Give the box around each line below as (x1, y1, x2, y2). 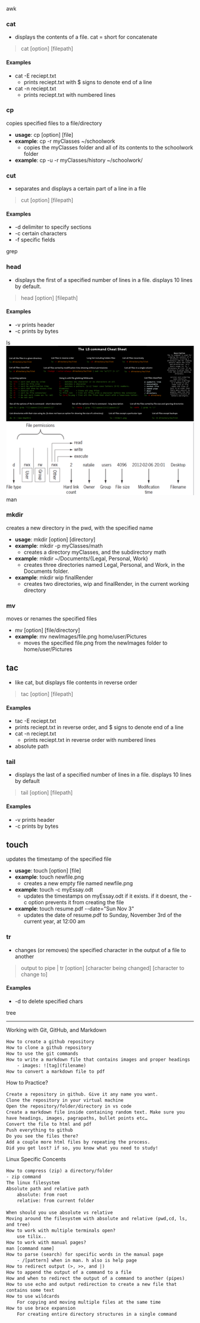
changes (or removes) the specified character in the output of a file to (14, 946, 186, 953)
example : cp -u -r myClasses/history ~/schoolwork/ (14, 156, 143, 164)
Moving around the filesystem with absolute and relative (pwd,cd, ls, (6, 1215, 187, 1221)
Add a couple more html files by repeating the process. (6, 1139, 151, 1145)
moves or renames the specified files (6, 615, 97, 622)
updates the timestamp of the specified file (6, 855, 112, 862)
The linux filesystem (6, 1180, 60, 1186)
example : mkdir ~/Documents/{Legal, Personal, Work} (14, 555, 149, 562)
